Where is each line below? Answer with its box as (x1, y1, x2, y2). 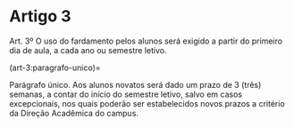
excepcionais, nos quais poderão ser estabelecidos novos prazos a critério (9, 98, 286, 108)
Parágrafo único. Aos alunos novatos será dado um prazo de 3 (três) (9, 79, 262, 90)
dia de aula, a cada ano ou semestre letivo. (9, 44, 167, 55)
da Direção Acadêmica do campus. (9, 107, 139, 118)
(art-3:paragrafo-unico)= (9, 62, 101, 73)
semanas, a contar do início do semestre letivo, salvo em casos (9, 89, 243, 99)
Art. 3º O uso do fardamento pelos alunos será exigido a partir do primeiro (9, 36, 283, 46)
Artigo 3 (9, 6, 71, 27)
